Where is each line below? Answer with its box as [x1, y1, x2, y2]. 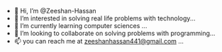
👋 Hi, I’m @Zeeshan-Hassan [13, 7, 97, 15]
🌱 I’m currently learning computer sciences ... [13, 22, 148, 30]
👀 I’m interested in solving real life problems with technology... [13, 14, 196, 22]
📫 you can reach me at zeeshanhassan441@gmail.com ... [13, 37, 184, 45]
